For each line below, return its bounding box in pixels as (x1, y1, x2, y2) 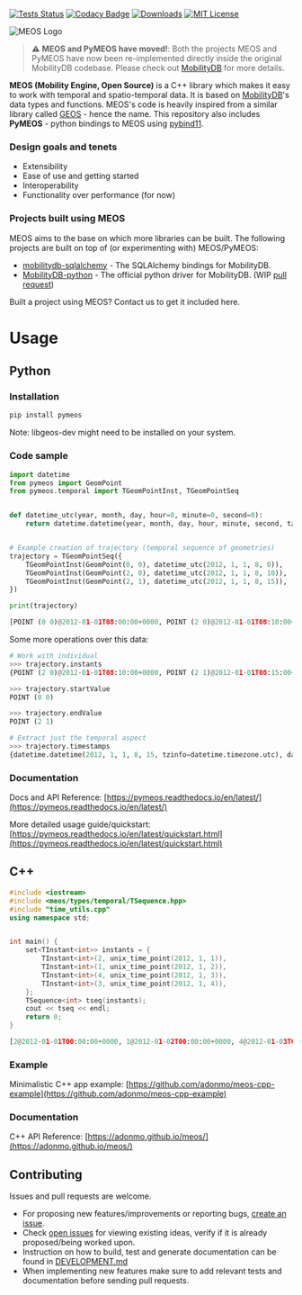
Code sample (9, 450, 69, 463)
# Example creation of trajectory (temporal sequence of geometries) (9, 544, 276, 553)
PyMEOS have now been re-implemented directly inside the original (31, 53, 282, 63)
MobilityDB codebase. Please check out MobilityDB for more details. (31, 63, 285, 73)
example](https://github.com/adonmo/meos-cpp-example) (9, 1089, 227, 1100)
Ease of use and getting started (22, 171, 139, 182)
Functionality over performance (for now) (22, 190, 175, 201)
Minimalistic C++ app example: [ (9, 1079, 129, 1090)
